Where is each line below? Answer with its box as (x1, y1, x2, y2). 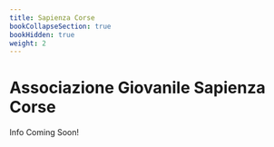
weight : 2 (9, 38, 47, 48)
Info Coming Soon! (9, 127, 80, 138)
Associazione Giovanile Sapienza (9, 78, 266, 98)
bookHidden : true (9, 30, 75, 39)
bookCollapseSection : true (9, 22, 112, 31)
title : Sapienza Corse (9, 13, 95, 23)
